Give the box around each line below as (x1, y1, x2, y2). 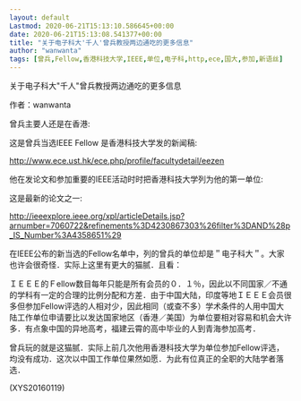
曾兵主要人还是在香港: (9, 118, 91, 129)
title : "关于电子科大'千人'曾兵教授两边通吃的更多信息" (9, 38, 194, 47)
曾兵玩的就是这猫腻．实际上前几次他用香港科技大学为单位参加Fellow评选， (9, 342, 285, 353)
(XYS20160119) (9, 382, 65, 393)
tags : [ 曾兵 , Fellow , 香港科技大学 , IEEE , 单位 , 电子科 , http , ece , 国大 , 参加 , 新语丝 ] (9, 55, 284, 64)
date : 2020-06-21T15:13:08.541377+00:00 (9, 30, 163, 38)
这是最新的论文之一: (9, 193, 83, 203)
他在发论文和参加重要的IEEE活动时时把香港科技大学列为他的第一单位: (9, 174, 264, 184)
